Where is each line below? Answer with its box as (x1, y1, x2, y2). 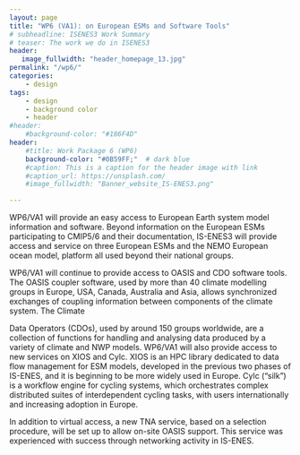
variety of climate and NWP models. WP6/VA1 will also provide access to (9, 342, 278, 353)
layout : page (9, 13, 58, 22)
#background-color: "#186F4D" (25, 130, 139, 139)
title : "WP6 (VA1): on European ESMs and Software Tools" (9, 21, 230, 30)
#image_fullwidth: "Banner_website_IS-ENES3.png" (25, 180, 215, 189)
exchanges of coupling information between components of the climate (9, 296, 273, 307)
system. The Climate (9, 305, 85, 316)
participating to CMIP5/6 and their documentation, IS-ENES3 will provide (9, 231, 278, 242)
